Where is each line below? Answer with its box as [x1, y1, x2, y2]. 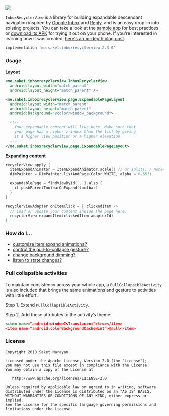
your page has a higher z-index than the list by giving [14, 129, 136, 134]
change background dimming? [12, 252, 76, 258]
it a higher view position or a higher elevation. [14, 134, 123, 139]
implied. [5, 398, 24, 403]
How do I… [5, 230, 33, 237]
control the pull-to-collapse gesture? [12, 247, 89, 253]
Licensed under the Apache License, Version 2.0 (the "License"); [5, 358, 147, 363]
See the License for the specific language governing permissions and [5, 402, 156, 407]
